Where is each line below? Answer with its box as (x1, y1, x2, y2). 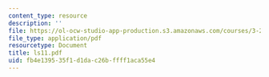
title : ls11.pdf (8, 49, 62, 57)
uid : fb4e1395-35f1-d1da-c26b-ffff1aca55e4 (8, 57, 156, 65)
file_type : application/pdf (8, 34, 102, 43)
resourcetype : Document (8, 42, 88, 50)
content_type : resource (8, 11, 88, 20)
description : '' (8, 19, 62, 27)
